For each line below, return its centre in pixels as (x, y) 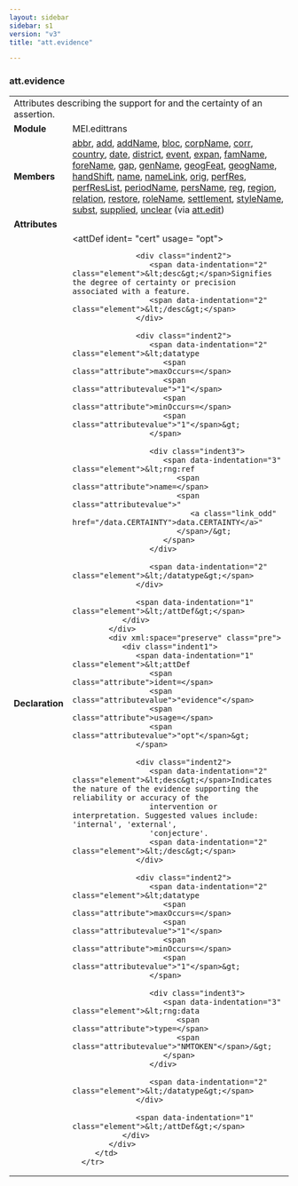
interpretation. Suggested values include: (165, 815)
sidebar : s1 (31, 26)
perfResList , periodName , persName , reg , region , (174, 187)
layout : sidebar (39, 17)
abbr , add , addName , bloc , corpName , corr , (163, 143)
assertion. (34, 114)
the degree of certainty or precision (154, 282)
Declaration (39, 703)
